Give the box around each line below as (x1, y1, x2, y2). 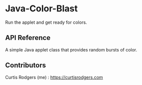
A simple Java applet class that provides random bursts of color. (5, 46, 138, 52)
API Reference (5, 34, 51, 42)
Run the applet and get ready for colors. (5, 19, 87, 25)
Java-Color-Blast (5, 3, 78, 14)
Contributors (5, 61, 46, 70)
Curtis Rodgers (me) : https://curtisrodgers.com (5, 74, 103, 80)
